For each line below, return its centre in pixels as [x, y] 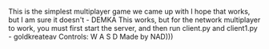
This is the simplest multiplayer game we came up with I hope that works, [129, 11]
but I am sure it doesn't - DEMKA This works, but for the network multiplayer [134, 20]
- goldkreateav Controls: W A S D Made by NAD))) [91, 36]
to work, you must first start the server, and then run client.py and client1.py [133, 28]
